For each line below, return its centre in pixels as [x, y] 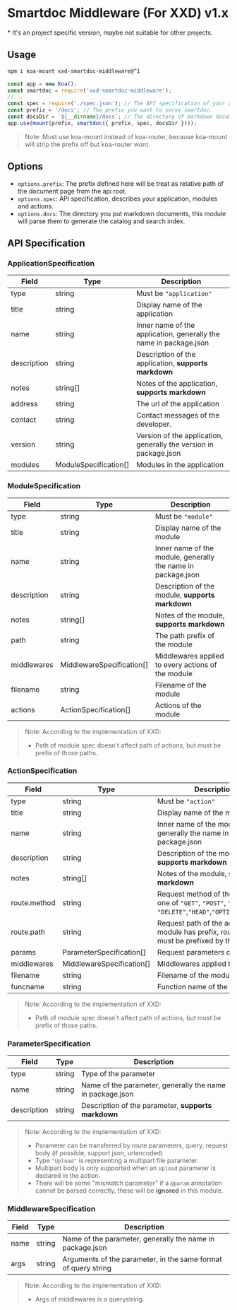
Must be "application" [175, 293]
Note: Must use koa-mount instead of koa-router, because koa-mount [126, 136]
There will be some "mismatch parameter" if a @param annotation [128, 1183]
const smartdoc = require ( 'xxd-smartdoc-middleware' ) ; [90, 90]
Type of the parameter [118, 1074]
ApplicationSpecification [51, 263]
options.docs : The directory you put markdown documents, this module [122, 213]
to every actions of [186, 664]
